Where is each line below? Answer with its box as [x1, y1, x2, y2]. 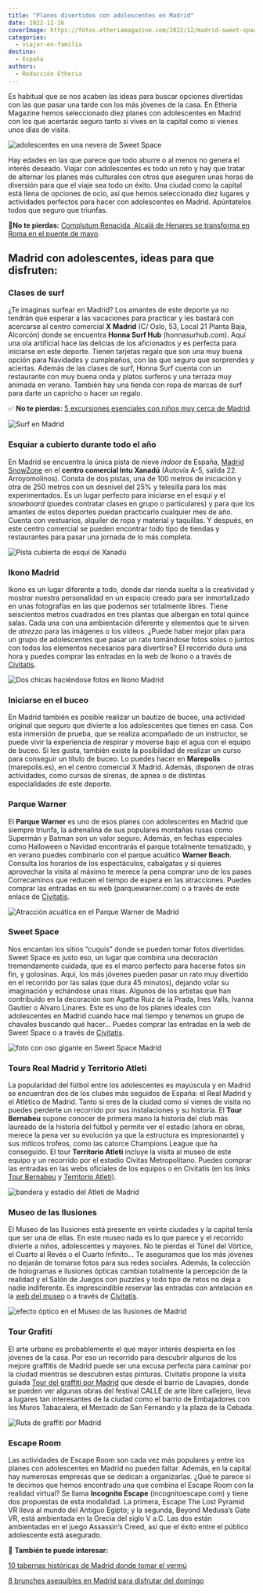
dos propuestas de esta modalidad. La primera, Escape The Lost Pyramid [8, 1496, 245, 1506]
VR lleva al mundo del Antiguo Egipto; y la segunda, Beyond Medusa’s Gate [8, 1505, 250, 1514]
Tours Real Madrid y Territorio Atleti [8, 1062, 147, 1073]
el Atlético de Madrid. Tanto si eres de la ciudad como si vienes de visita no [8, 1097, 251, 1107]
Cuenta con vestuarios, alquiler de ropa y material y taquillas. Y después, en [8, 515, 254, 524]
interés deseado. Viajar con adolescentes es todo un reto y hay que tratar [8, 163, 245, 173]
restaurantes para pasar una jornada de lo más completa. [8, 532, 193, 542]
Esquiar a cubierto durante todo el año [8, 439, 157, 450]
